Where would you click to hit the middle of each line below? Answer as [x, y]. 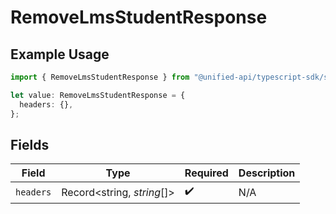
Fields [30, 144]
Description [267, 173]
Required [206, 173]
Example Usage [60, 54]
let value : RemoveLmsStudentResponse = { [98, 95]
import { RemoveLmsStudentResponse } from [100, 77]
